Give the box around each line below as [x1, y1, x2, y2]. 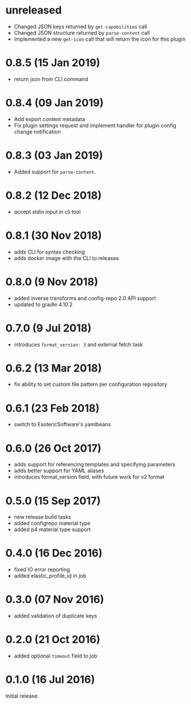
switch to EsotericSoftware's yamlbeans [13, 421, 111, 428]
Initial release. [5, 692, 39, 699]
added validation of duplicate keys [13, 612, 97, 619]
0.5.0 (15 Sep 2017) [5, 494, 101, 508]
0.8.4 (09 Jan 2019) [5, 96, 104, 109]
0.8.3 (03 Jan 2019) [5, 149, 103, 162]
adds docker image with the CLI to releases [13, 254, 119, 262]
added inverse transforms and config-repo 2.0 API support [13, 295, 156, 302]
